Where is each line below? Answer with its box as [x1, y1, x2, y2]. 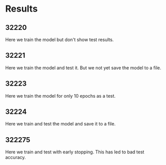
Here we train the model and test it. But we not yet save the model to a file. [5, 64, 161, 71]
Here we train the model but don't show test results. [5, 36, 114, 43]
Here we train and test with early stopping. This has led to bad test [5, 149, 145, 155]
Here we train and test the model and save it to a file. [5, 121, 116, 127]
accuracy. [5, 154, 26, 160]
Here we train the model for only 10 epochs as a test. [5, 93, 116, 99]
